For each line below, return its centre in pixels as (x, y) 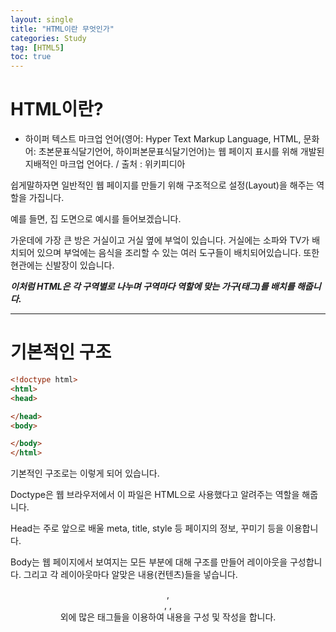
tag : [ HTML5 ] (37, 47)
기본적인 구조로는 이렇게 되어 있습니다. (85, 473)
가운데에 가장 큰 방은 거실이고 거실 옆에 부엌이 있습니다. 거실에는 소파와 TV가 (160, 240)
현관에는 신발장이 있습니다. (62, 265)
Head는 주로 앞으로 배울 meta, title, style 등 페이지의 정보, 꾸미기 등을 (147, 528)
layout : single (42, 19)
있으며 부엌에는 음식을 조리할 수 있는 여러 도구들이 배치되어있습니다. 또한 (178, 253)
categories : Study (48, 38)
